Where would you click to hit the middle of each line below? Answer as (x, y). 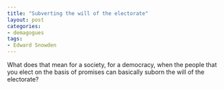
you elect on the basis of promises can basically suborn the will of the (106, 72)
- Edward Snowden (32, 45)
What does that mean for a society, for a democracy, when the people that (112, 65)
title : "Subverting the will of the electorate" (78, 13)
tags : (15, 39)
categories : (24, 26)
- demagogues (26, 33)
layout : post (26, 20)
